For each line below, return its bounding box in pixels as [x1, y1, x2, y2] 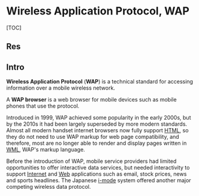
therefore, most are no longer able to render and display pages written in [6, 139, 187, 147]
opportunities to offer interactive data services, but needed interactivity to [6, 164, 190, 171]
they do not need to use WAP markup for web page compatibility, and [6, 133, 180, 141]
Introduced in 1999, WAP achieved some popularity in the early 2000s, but [6, 114, 191, 121]
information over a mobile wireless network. [6, 84, 116, 91]
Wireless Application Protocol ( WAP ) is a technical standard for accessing [6, 78, 194, 85]
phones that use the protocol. [6, 102, 80, 109]
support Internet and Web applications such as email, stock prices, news [6, 170, 187, 178]
